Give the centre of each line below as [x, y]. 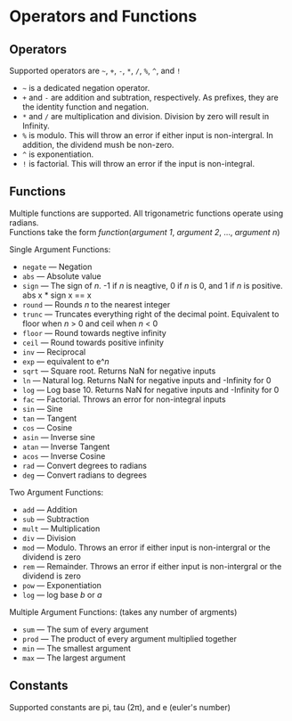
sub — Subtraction [56, 519]
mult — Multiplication [61, 528]
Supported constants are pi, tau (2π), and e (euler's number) [120, 707]
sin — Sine [42, 408]
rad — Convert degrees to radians [85, 465]
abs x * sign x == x [57, 295]
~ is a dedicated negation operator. [86, 88]
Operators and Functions [103, 16]
